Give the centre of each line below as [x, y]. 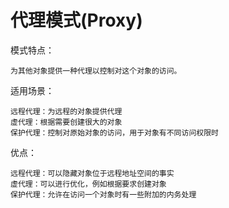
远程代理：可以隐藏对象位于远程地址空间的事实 [92, 173]
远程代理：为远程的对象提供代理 [66, 111]
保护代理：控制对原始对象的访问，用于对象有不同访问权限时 [114, 132]
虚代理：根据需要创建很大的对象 [66, 122]
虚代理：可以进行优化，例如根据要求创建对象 [88, 184]
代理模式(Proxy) [76, 20]
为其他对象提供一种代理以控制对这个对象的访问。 [96, 71]
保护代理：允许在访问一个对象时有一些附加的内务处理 [103, 194]
